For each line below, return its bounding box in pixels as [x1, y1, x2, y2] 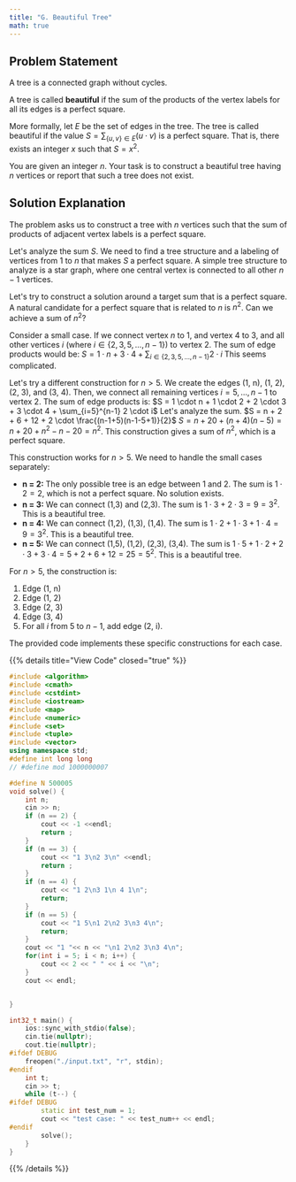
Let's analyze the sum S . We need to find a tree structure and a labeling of [9, 245, 280, 257]
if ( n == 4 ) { [25, 878, 77, 886]
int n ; [25, 795, 49, 804]
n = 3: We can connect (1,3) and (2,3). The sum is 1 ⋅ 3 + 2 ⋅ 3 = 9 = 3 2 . [21, 497, 280, 510]
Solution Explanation [9, 196, 126, 211]
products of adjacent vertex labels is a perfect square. [9, 228, 207, 239]
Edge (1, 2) [21, 593, 62, 603]
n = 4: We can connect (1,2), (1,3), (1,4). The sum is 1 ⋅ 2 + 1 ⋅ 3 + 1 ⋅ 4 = [21, 518, 279, 528]
